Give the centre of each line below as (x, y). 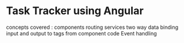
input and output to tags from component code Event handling (81, 33)
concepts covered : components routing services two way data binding (92, 27)
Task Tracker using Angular (75, 11)
